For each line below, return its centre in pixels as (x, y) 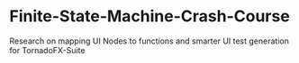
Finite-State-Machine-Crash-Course (149, 16)
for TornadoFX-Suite (47, 50)
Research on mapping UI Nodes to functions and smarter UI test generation (149, 41)
